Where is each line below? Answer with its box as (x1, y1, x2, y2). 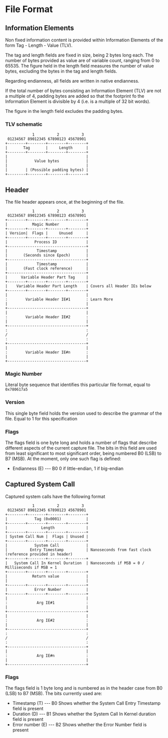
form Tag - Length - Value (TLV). (5, 42, 73, 48)
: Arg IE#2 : (5, 618, 89, 623)
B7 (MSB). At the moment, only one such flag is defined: (5, 456, 121, 462)
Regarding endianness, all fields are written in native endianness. (5, 78, 139, 84)
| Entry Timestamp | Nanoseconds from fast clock (5, 547, 151, 552)
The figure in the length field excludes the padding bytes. (5, 108, 124, 114)
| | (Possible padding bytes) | (5, 167, 89, 172)
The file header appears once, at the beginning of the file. (5, 199, 124, 205)
